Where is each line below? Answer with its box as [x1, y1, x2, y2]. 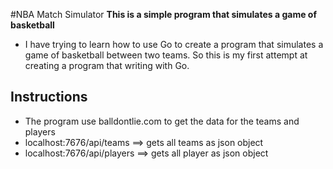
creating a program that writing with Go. [24, 60, 190, 71]
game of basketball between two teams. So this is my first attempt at [24, 49, 308, 61]
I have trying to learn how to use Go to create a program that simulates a [24, 39, 324, 50]
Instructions [10, 89, 88, 106]
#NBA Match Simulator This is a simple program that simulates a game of [10, 9, 317, 20]
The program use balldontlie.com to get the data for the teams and [24, 115, 300, 127]
